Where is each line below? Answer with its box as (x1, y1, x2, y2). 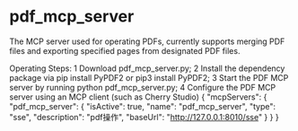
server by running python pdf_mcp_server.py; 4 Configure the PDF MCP (9, 82, 276, 92)
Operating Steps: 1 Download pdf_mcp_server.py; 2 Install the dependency (9, 63, 285, 74)
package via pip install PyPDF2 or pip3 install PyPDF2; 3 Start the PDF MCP (9, 72, 289, 83)
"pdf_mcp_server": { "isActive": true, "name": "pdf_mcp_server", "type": (9, 100, 276, 111)
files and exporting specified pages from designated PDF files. (9, 45, 241, 56)
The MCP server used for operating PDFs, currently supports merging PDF (9, 36, 285, 47)
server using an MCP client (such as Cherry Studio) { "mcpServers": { (9, 92, 267, 102)
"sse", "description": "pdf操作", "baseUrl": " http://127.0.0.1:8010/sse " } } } (9, 111, 280, 122)
